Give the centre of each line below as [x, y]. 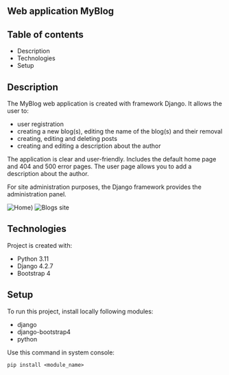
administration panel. [37, 194]
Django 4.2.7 [35, 266]
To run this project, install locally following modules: [80, 311]
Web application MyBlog [61, 11]
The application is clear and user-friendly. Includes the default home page [112, 159]
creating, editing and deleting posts [67, 139]
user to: [18, 111]
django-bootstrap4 [44, 332]
